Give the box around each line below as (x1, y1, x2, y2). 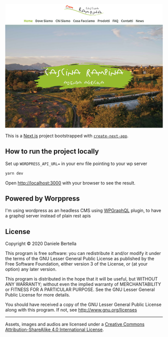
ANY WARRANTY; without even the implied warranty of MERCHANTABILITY (5, 281, 161, 287)
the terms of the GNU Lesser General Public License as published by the (5, 255, 154, 261)
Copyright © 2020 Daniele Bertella (5, 240, 76, 246)
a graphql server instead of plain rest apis (5, 213, 91, 219)
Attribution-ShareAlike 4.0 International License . (5, 326, 104, 332)
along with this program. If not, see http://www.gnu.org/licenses (5, 307, 137, 313)
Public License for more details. (5, 292, 70, 298)
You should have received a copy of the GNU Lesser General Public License (5, 301, 161, 307)
